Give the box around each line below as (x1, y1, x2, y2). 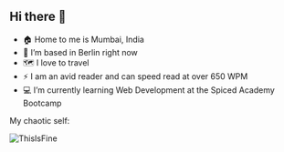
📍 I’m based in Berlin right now (22, 46, 139, 57)
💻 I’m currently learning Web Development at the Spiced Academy (22, 84, 276, 96)
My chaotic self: (9, 115, 70, 126)
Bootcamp (22, 97, 62, 108)
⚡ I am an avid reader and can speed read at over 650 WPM (22, 70, 248, 82)
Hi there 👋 (9, 9, 67, 25)
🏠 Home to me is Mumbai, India (22, 34, 144, 45)
